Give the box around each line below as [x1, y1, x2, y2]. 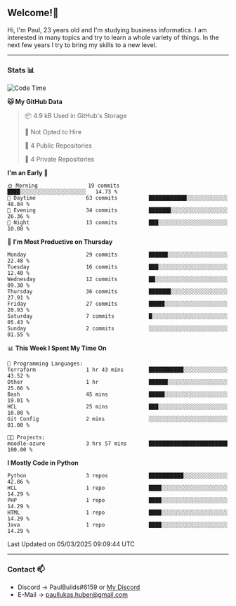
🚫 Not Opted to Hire [24, 128, 82, 136]
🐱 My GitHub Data [7, 98, 63, 106]
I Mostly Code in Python [7, 458, 79, 468]
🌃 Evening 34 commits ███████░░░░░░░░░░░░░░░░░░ [7, 207, 228, 214]
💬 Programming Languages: [7, 360, 83, 368]
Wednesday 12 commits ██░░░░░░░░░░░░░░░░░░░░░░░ [7, 276, 228, 283]
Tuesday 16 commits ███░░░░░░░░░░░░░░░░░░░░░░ [7, 264, 228, 271]
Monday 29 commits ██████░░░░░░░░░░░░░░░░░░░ [7, 251, 228, 259]
